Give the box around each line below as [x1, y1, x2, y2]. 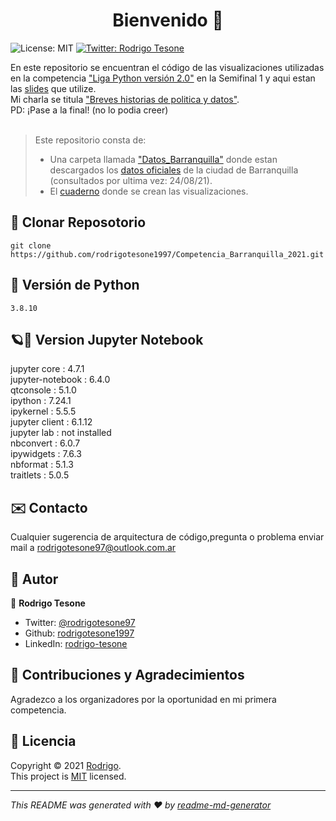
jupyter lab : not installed [10, 427, 112, 439]
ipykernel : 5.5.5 [10, 405, 77, 418]
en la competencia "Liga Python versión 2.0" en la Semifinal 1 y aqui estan [10, 72, 316, 84]
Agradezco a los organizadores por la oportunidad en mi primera [10, 693, 277, 705]
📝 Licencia [10, 733, 77, 750]
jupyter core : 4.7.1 [10, 363, 85, 375]
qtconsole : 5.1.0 [10, 384, 77, 396]
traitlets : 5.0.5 [10, 469, 70, 481]
